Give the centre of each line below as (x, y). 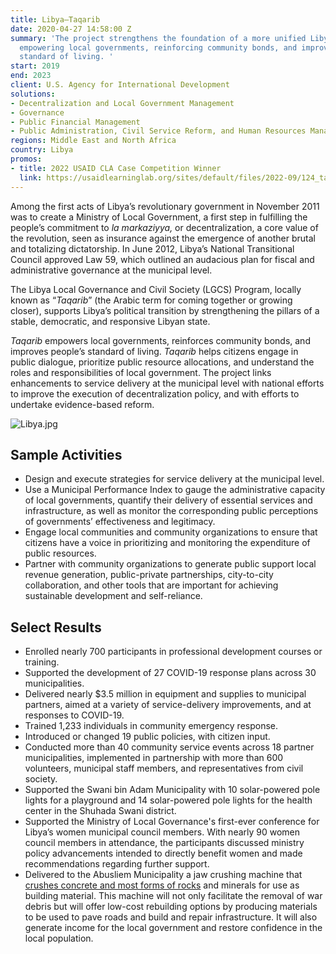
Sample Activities (66, 454)
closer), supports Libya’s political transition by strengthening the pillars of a (165, 310)
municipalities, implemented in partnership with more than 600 (154, 758)
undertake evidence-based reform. (82, 404)
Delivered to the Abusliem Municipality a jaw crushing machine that (163, 875)
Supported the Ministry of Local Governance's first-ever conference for (172, 822)
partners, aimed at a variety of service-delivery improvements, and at (168, 705)
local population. (59, 938)
